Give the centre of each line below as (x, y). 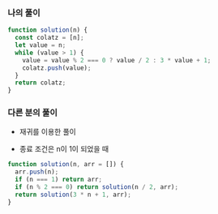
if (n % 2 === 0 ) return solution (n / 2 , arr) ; (97, 187)
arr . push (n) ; (37, 172)
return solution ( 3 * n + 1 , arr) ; (73, 195)
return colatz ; (41, 83)
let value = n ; (41, 45)
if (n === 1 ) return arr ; (59, 180)
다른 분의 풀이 (33, 113)
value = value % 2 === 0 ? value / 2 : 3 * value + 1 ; (117, 60)
